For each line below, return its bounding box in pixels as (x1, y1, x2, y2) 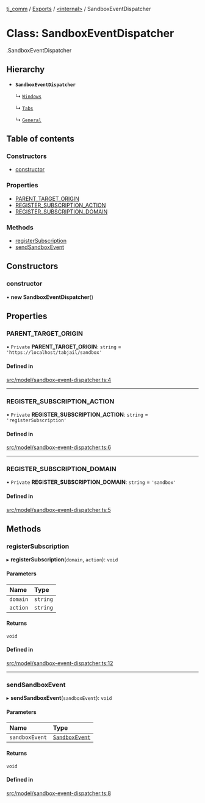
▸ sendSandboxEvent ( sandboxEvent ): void (6, 694, 112, 702)
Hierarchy (6, 64, 45, 75)
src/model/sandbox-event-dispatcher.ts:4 (6, 376, 112, 383)
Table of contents (6, 134, 74, 144)
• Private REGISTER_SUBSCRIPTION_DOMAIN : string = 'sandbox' (6, 478, 176, 486)
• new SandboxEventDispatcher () (6, 293, 93, 301)
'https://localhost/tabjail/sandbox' (6, 350, 103, 356)
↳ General (15, 116, 41, 123)
